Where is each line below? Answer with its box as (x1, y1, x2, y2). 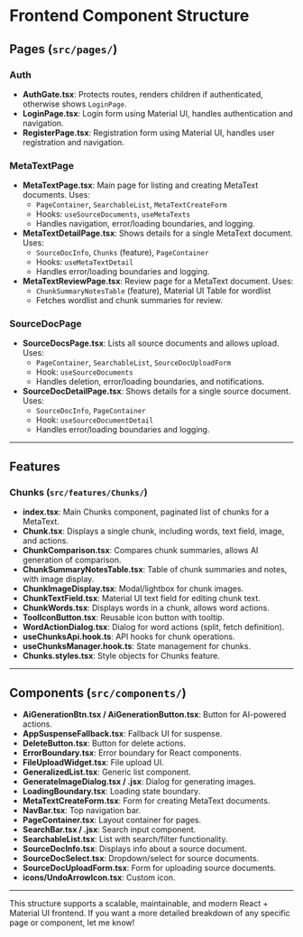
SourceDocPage (9, 318, 83, 330)
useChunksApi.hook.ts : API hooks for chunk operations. (22, 631, 235, 642)
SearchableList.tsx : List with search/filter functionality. (22, 833, 228, 844)
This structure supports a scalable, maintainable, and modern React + (9, 897, 269, 908)
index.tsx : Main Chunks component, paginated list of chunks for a (22, 506, 270, 517)
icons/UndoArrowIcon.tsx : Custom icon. (22, 872, 176, 883)
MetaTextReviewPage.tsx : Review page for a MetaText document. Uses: (22, 276, 294, 287)
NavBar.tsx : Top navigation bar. (22, 804, 142, 815)
